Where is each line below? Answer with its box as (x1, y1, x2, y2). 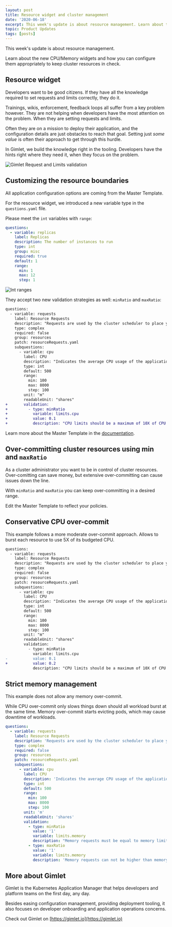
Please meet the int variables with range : (5, 215, 92, 221)
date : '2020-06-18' (5, 17, 47, 22)
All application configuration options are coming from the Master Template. (5, 190, 164, 196)
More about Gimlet (5, 871, 66, 880)
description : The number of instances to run (14, 239, 114, 245)
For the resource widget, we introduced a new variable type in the (5, 200, 144, 206)
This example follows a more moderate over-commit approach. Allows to (5, 531, 159, 537)
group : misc (14, 249, 40, 254)
